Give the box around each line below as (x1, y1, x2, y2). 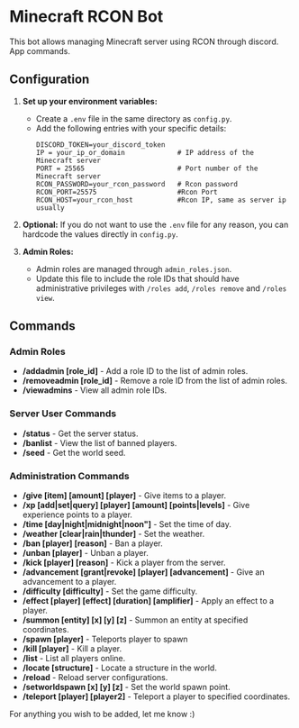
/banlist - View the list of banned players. (22, 437, 177, 448)
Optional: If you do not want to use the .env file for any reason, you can (22, 219, 289, 230)
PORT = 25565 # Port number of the (35, 164, 258, 173)
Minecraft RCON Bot (9, 6, 164, 27)
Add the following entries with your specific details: (35, 123, 227, 133)
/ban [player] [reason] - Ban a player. (22, 538, 164, 549)
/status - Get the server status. (22, 428, 139, 439)
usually (35, 203, 65, 213)
